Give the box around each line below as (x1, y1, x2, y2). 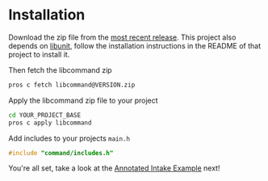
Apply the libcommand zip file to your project (8, 95, 159, 105)
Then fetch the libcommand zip (8, 65, 112, 74)
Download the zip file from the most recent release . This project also (8, 32, 237, 42)
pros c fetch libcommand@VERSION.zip (8, 81, 136, 89)
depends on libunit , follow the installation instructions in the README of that (8, 40, 262, 50)
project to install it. (8, 49, 70, 59)
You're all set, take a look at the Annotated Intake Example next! (8, 163, 220, 173)
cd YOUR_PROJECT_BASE (8, 111, 82, 119)
